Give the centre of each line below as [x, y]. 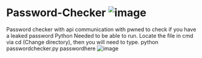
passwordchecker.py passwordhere [51, 48]
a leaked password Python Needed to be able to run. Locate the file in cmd [100, 35]
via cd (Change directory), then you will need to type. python [82, 42]
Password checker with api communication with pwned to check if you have [101, 29]
